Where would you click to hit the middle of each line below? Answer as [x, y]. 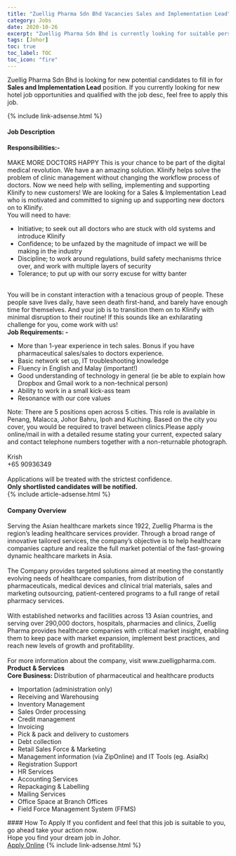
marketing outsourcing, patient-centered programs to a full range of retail [113, 593]
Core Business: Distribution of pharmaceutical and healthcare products [111, 676]
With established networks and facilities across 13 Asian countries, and [110, 616]
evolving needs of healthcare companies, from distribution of [96, 578]
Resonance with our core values [64, 398]
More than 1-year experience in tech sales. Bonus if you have [106, 345]
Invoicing [31, 727]
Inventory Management [51, 705]
